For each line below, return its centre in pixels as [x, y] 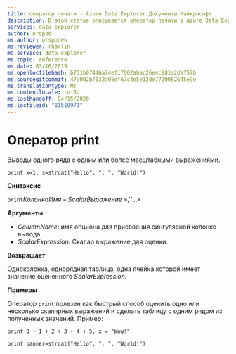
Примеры [22, 290]
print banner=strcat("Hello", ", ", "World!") [77, 343]
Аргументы [25, 213]
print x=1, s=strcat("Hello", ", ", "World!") [77, 172]
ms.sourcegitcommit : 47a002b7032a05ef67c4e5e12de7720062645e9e [102, 79]
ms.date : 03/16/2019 [38, 66]
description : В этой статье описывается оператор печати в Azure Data [113, 20]
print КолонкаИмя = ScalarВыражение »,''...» [74, 199]
